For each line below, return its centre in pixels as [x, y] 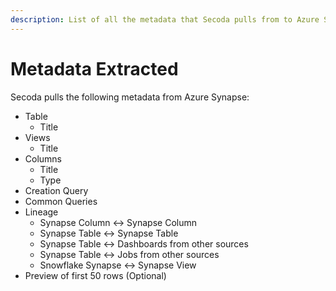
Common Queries [61, 201]
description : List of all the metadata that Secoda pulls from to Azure [165, 19]
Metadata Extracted [94, 68]
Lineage [41, 212]
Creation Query [56, 190]
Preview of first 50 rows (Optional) [95, 275]
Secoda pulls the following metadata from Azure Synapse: [130, 97]
